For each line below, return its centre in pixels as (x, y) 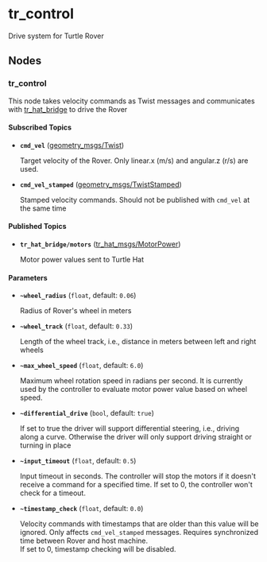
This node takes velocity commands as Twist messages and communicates (132, 101)
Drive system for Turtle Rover (56, 36)
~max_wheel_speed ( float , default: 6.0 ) (81, 366)
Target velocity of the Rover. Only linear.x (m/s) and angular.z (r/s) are (134, 161)
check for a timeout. (52, 493)
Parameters (28, 277)
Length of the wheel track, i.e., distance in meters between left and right (138, 342)
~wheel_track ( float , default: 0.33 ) (76, 326)
